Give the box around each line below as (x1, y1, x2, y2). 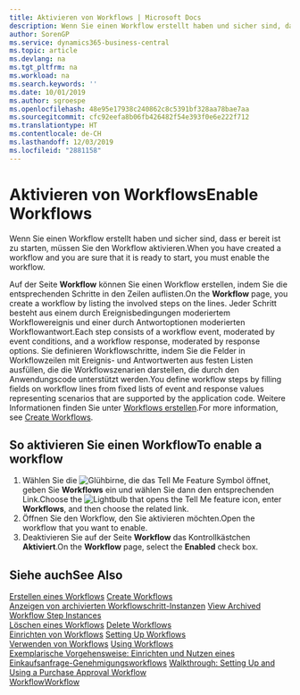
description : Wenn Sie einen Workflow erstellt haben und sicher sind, (9, 21, 281, 30)
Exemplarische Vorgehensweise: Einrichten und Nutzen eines (9, 649, 235, 659)
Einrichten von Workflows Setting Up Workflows (9, 629, 186, 640)
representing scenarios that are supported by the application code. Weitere (9, 392, 286, 403)
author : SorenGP (9, 29, 70, 38)
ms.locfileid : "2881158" (9, 146, 102, 155)
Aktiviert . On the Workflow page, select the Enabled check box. (21, 541, 259, 552)
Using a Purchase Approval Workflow (9, 667, 147, 678)
